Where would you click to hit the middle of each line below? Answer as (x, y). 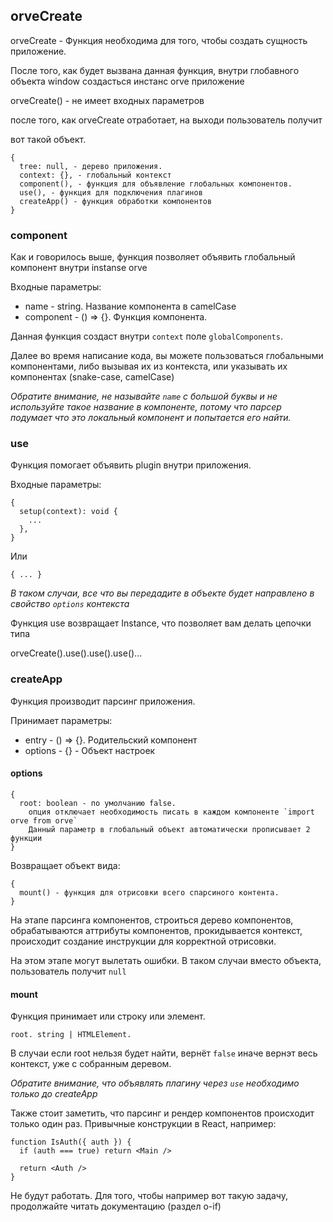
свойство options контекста (70, 604)
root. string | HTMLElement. (71, 1035)
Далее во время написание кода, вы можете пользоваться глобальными (167, 356)
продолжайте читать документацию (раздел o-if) (116, 1206)
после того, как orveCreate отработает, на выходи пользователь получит (166, 120)
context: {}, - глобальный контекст (95, 175)
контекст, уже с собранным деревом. (91, 1064)
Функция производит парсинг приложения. (103, 701)
